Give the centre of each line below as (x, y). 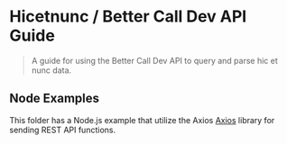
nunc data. (51, 70)
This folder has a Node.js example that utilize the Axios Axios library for (142, 120)
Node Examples (55, 99)
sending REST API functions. (62, 130)
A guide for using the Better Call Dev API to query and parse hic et (154, 60)
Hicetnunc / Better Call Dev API (128, 17)
